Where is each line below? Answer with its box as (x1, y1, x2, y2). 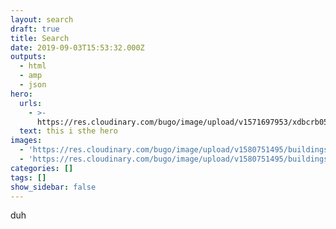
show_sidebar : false (10, 182, 97, 192)
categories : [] (10, 163, 74, 173)
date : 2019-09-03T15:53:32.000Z (10, 42, 145, 53)
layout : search (10, 14, 74, 25)
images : (10, 136, 43, 146)
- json (19, 80, 47, 90)
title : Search (10, 33, 70, 43)
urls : (19, 98, 43, 108)
